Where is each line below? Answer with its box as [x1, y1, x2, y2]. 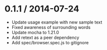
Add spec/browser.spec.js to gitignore [11, 39, 89, 45]
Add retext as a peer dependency [11, 35, 79, 40]
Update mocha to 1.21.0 [11, 29, 59, 35]
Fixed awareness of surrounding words [11, 24, 91, 30]
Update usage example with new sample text [11, 19, 103, 25]
